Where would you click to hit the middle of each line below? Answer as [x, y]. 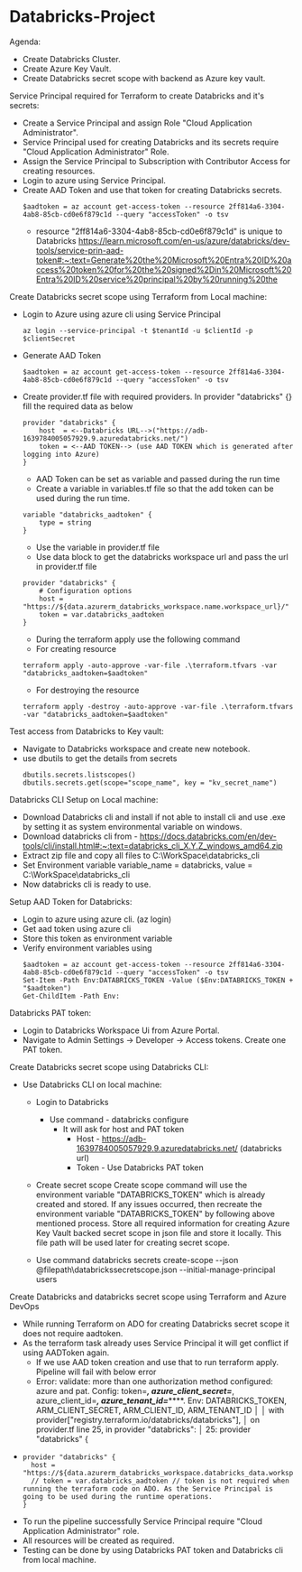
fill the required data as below [78, 406]
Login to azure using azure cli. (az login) [97, 919]
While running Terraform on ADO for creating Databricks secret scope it [156, 1324]
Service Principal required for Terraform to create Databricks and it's [137, 96]
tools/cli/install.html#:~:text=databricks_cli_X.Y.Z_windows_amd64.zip [152, 845]
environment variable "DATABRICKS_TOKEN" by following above [155, 1214]
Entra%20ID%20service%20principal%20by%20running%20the [156, 279]
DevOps [24, 1306]
